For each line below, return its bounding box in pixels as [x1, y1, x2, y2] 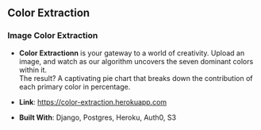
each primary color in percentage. [18, 82, 131, 91]
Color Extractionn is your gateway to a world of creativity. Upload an [18, 48, 245, 58]
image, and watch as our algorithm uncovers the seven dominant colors [18, 56, 254, 66]
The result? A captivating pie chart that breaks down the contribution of [18, 73, 253, 82]
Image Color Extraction [7, 30, 98, 41]
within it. [18, 65, 48, 75]
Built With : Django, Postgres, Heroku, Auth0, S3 [18, 113, 176, 122]
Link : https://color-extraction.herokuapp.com [18, 97, 167, 106]
